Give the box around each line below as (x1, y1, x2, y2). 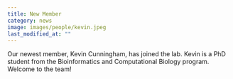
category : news (7, 17, 53, 24)
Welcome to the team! (7, 65, 72, 73)
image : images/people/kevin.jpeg (7, 23, 107, 31)
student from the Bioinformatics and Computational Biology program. (7, 58, 210, 66)
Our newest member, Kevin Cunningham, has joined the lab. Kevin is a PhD (7, 50, 226, 58)
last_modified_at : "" (7, 30, 72, 38)
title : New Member (7, 10, 62, 18)
